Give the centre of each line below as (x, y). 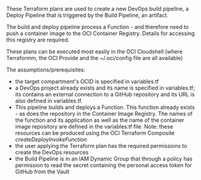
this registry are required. (38, 40)
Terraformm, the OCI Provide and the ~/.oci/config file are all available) (95, 58)
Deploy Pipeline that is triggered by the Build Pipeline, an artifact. (87, 15)
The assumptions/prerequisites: (46, 70)
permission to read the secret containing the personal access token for (104, 165)
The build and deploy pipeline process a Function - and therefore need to (97, 27)
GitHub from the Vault (42, 172)
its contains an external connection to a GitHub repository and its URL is (105, 94)
